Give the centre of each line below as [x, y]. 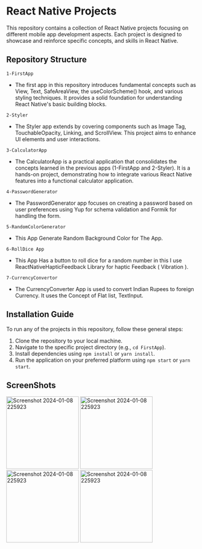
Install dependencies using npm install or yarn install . [85, 353]
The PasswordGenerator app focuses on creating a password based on [104, 203]
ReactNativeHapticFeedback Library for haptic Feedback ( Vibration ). [102, 266]
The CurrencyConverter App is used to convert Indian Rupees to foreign [104, 289]
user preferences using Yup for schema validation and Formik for [96, 209]
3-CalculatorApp [27, 150]
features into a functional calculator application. [74, 181]
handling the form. [38, 216]
